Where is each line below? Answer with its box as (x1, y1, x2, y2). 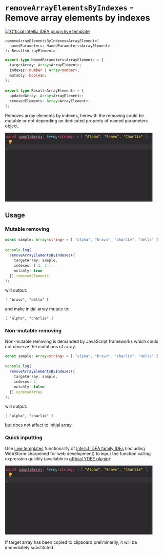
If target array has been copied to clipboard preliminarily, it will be (5, 539, 138, 545)
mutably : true (14, 268, 42, 273)
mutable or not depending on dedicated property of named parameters (5, 118, 148, 123)
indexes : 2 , (14, 379, 38, 384)
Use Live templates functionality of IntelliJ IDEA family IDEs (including (5, 445, 145, 451)
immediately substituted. (5, 544, 55, 550)
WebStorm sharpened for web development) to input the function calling (5, 451, 151, 456)
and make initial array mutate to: (5, 306, 70, 312)
